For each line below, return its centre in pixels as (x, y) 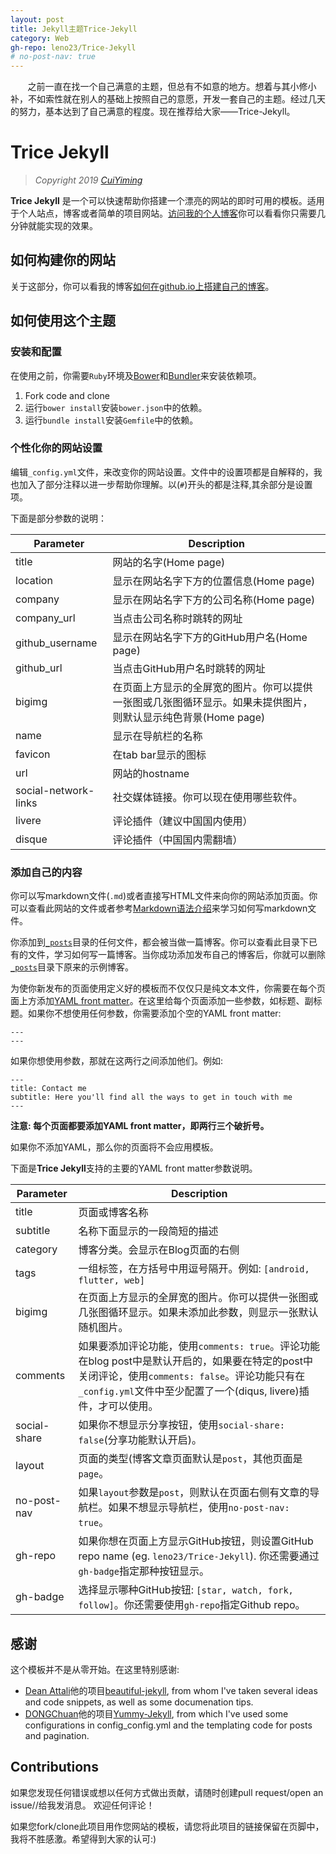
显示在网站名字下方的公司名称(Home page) (214, 599)
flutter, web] (111, 1280)
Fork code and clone (67, 395)
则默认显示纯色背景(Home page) (189, 717)
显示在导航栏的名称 (157, 736)
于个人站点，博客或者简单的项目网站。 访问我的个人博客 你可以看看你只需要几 (168, 213)
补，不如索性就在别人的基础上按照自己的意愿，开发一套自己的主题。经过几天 (168, 99)
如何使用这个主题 (63, 321)
